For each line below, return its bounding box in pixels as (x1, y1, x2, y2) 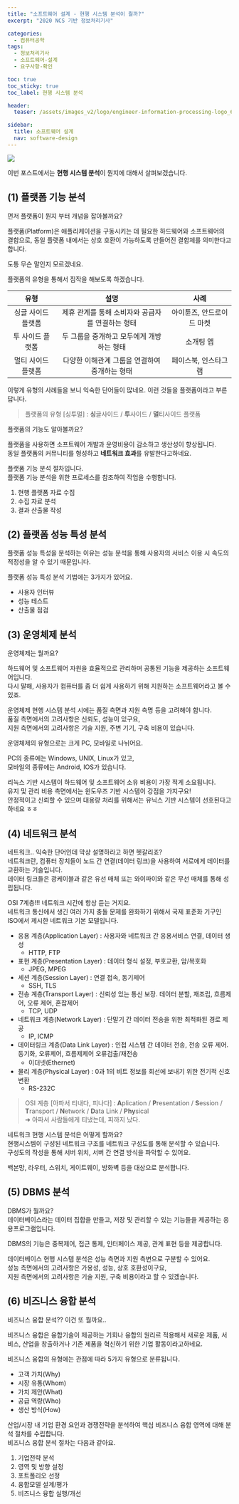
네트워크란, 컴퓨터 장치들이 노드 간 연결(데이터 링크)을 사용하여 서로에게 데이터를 (7, 857, 230, 865)
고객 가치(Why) (17, 1369, 61, 1378)
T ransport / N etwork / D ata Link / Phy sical (24, 1107, 149, 1115)
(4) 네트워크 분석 (7, 827, 77, 840)
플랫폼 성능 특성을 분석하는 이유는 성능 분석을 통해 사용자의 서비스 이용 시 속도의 (7, 549, 230, 558)
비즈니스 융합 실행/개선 (17, 1489, 82, 1498)
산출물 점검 (17, 606, 49, 615)
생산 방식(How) (17, 1405, 61, 1414)
